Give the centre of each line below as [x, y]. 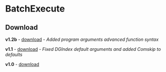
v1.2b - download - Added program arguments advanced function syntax [82, 39]
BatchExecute [35, 9]
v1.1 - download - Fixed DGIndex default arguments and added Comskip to [83, 49]
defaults [14, 54]
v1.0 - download [22, 64]
